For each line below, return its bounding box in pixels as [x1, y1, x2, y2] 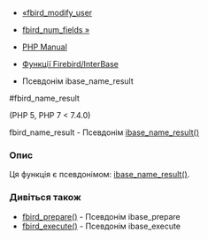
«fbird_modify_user [21, 8, 93, 18]
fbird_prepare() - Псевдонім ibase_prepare [21, 211, 181, 221]
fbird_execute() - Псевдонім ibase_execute [21, 221, 181, 231]
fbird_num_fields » [21, 25, 90, 34]
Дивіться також [9, 191, 81, 204]
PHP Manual [21, 41, 68, 52]
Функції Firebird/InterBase [21, 59, 119, 69]
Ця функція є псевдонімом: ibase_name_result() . [9, 169, 190, 180]
